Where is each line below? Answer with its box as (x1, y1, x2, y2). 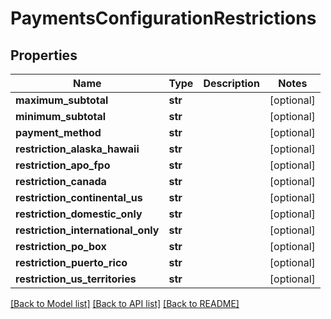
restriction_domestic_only (15, 207, 143, 221)
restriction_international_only (15, 223, 160, 237)
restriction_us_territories (15, 272, 137, 286)
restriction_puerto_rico (15, 256, 128, 269)
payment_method (15, 126, 102, 139)
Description (203, 77, 260, 90)
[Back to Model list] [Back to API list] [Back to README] (10, 298, 240, 309)
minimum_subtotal (15, 110, 107, 123)
